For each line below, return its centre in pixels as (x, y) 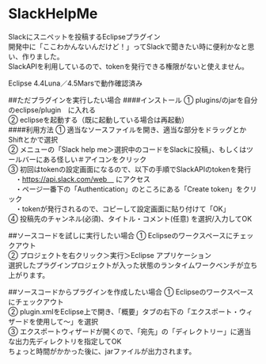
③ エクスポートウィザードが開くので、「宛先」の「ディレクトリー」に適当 (130, 331)
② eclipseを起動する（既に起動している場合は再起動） (99, 119)
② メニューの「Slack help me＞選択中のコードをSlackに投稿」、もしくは (127, 149)
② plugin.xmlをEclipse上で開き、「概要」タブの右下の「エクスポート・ (124, 311)
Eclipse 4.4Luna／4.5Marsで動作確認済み (76, 83)
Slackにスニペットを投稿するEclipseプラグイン (84, 36)
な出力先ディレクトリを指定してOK (65, 341)
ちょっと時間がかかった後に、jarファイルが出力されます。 (102, 351)
